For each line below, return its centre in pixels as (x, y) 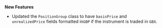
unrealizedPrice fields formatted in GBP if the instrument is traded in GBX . (84, 21)
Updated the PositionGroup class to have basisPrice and (69, 16)
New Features (19, 7)
